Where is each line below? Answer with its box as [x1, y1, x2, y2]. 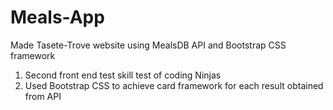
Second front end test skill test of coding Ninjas [24, 69, 222, 81]
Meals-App [10, 6, 105, 29]
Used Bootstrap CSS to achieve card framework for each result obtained [24, 79, 324, 91]
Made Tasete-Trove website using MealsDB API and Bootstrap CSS [10, 39, 287, 51]
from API [24, 90, 62, 102]
